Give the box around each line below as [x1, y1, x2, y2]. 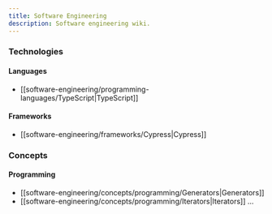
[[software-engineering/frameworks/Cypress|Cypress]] [19, 129, 207, 139]
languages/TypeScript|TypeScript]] [19, 92, 139, 102]
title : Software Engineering [8, 11, 107, 20]
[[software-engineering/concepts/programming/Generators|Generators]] [19, 187, 265, 197]
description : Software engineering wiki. [8, 19, 151, 28]
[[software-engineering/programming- [19, 84, 149, 94]
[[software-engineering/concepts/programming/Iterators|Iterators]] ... [19, 196, 254, 206]
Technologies [8, 46, 63, 58]
